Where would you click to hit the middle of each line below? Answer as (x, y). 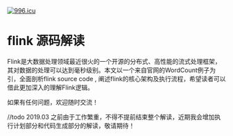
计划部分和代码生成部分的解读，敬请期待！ (74, 126)
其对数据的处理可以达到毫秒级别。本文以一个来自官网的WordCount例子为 (112, 70)
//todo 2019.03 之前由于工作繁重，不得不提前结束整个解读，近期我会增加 (111, 117)
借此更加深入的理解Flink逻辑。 (51, 87)
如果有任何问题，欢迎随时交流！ (53, 102)
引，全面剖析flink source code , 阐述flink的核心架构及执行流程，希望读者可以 (117, 78)
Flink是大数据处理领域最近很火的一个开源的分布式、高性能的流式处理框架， (114, 61)
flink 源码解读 (46, 41)
